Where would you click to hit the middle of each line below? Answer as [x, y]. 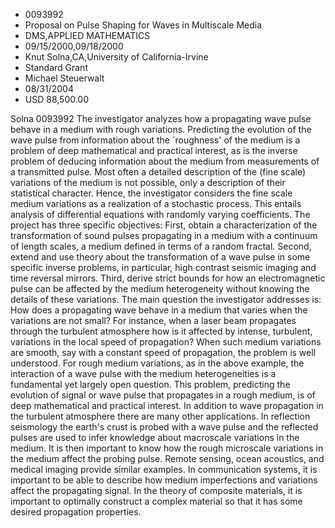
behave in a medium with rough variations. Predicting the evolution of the [161, 129]
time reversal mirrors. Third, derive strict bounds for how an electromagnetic [168, 278]
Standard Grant [56, 67]
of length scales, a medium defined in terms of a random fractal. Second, [161, 246]
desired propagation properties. [76, 512]
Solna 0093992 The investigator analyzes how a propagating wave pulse [161, 118]
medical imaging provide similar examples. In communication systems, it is [164, 469]
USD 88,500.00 [57, 99]
